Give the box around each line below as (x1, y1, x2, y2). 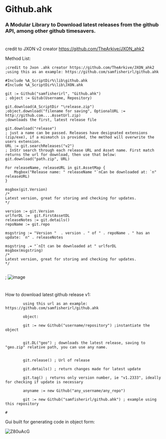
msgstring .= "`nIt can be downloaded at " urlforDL (5, 244, 117, 249)
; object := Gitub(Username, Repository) (5, 96, 92, 101)
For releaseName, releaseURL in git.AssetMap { (5, 165, 106, 170)
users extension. (5, 139, 41, 144)
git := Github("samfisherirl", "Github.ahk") (5, 91, 101, 97)
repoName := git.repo (5, 222, 50, 227)
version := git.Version (5, 209, 55, 214)
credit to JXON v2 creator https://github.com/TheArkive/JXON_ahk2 (5, 46, 145, 52)
